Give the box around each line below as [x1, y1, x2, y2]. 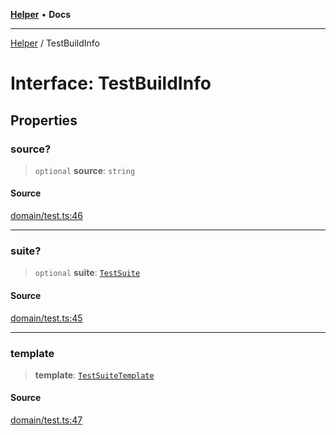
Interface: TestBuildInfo [10, 72, 212, 95]
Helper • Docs [10, 9, 71, 20]
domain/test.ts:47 [10, 414, 83, 426]
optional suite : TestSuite [34, 267, 141, 279]
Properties [10, 112, 78, 129]
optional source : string [34, 164, 136, 176]
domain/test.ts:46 [10, 210, 83, 222]
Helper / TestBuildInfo [10, 37, 100, 49]
